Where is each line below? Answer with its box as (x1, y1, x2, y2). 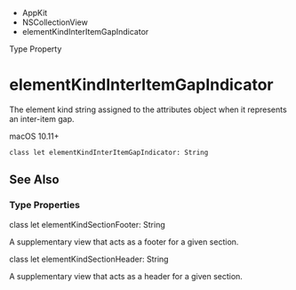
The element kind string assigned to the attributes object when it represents (9, 104, 287, 115)
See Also (9, 173, 60, 188)
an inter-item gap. (9, 113, 75, 124)
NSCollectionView (21, 17, 89, 28)
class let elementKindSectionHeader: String (9, 254, 169, 264)
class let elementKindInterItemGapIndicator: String (9, 148, 209, 157)
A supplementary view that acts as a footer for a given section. (9, 236, 239, 247)
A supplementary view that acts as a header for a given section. (9, 270, 243, 281)
